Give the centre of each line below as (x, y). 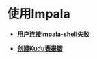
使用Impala (39, 14)
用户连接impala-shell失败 (53, 34)
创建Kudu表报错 (40, 48)
